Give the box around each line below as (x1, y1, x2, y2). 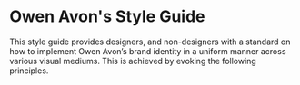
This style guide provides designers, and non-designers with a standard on (9, 36, 291, 47)
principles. (9, 65, 49, 76)
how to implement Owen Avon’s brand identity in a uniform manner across (9, 45, 286, 56)
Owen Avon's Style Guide (9, 6, 206, 27)
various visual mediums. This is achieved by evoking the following (9, 55, 256, 66)
